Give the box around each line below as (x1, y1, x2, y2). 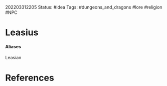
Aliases (5, 43, 22, 49)
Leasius (5, 27, 39, 38)
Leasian (5, 55, 22, 61)
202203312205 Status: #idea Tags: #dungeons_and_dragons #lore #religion (5, 4, 162, 10)
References (5, 72, 54, 84)
